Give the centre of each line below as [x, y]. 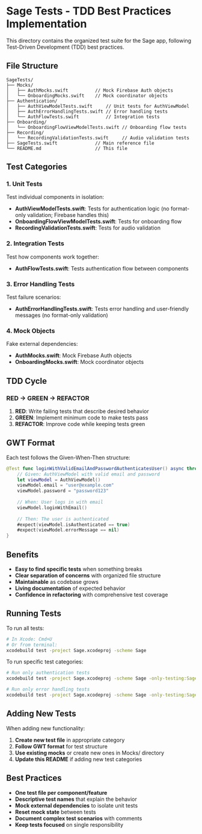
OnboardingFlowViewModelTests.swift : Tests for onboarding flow [98, 222]
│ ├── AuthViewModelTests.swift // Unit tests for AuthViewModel [98, 106]
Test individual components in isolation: [55, 197]
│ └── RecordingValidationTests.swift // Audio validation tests [98, 138]
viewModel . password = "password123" [63, 491]
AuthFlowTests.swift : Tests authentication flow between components [102, 268]
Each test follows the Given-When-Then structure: [68, 457]
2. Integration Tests [35, 243]
